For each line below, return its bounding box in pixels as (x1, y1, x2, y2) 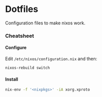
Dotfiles (5, 3, 38, 15)
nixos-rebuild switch (5, 66, 50, 71)
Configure (5, 45, 27, 51)
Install (5, 76, 18, 82)
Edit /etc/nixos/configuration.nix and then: (5, 56, 98, 62)
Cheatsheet (5, 32, 34, 39)
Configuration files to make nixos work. (5, 20, 86, 26)
